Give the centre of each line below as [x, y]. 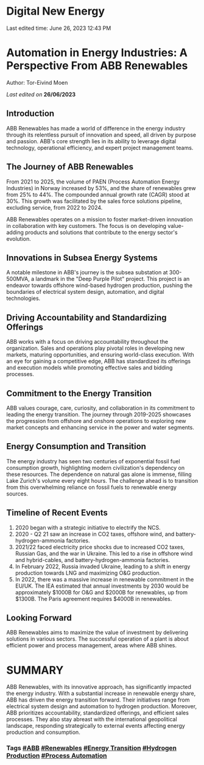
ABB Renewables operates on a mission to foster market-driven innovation [100, 219]
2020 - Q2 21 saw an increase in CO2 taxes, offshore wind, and [95, 534]
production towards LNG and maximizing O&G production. [88, 573]
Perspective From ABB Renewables [97, 66]
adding [15, 232]
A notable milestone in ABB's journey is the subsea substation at [87, 272]
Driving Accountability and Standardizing [86, 317]
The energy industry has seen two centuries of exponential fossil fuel [93, 461]
